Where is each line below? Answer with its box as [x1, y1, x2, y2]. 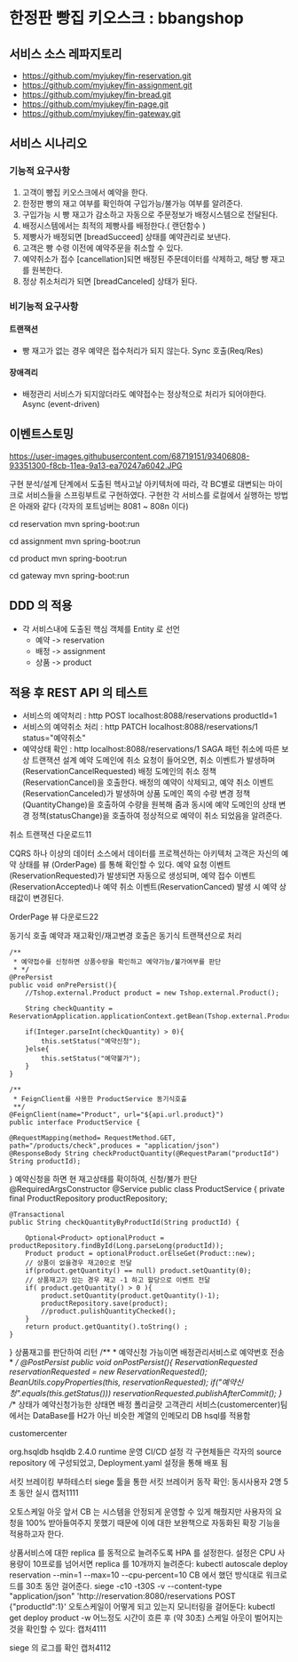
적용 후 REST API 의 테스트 [9, 685, 148, 700]
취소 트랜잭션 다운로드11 [9, 829, 92, 840]
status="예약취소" [21, 732, 86, 743]
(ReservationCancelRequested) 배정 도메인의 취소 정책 [21, 766, 217, 777]
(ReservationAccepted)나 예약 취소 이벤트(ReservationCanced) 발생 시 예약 [9, 882, 278, 892]
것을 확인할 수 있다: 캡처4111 [9, 1624, 106, 1634]
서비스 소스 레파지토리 [9, 46, 122, 61]
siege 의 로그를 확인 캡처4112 [9, 1642, 112, 1653]
